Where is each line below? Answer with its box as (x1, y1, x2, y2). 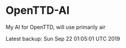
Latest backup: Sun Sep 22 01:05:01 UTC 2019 (5, 35, 121, 42)
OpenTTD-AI (5, 4, 70, 17)
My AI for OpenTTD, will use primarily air (5, 23, 106, 31)
